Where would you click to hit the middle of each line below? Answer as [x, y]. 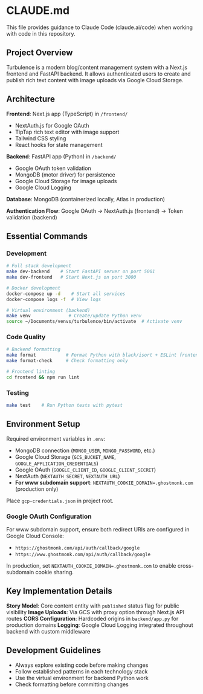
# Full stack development [39, 266]
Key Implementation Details [60, 591]
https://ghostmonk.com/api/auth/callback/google [77, 548]
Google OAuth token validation [53, 168]
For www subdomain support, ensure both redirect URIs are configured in [98, 530]
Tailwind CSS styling [40, 138]
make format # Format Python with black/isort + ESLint [92, 355]
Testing [18, 392]
